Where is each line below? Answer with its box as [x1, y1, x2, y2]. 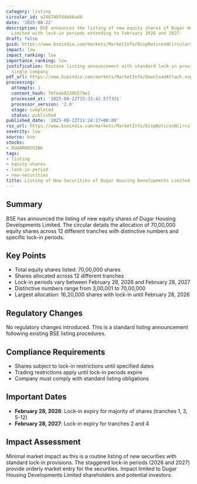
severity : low [6, 128, 41, 135]
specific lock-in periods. [6, 233, 64, 241]
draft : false [6, 36, 38, 42]
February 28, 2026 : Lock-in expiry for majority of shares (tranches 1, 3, [14, 407, 188, 414]
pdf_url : [6, 74, 28, 80]
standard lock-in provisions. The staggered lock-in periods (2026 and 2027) [6, 459, 191, 466]
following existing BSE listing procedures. [6, 330, 106, 337]
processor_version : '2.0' [11, 101, 75, 107]
